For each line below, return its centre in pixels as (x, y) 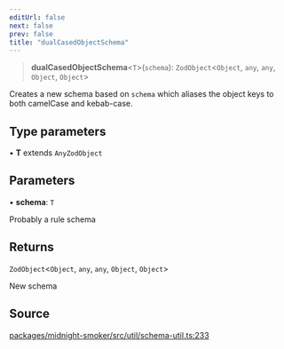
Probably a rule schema (52, 219)
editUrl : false (37, 17)
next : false (31, 26)
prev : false (31, 34)
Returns (32, 247)
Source (30, 314)
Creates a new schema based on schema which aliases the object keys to (142, 94)
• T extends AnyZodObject (56, 153)
